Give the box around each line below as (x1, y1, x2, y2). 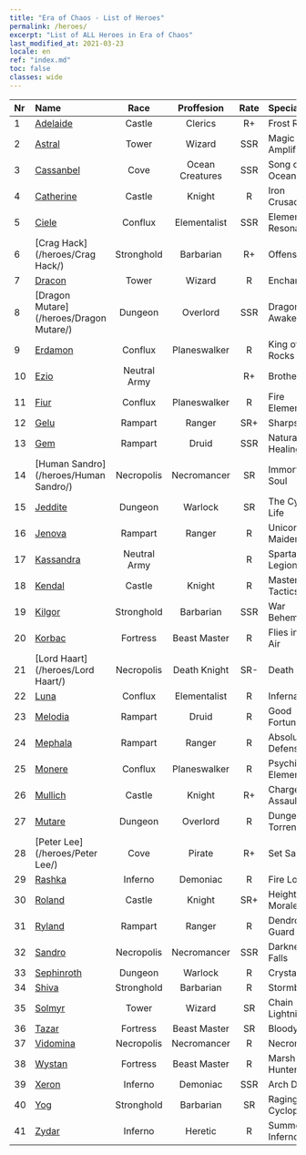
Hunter (268, 1063, 298, 1076)
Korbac (35, 631, 66, 644)
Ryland (35, 919, 66, 932)
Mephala (35, 736, 73, 749)
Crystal (268, 966, 300, 979)
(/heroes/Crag (35, 248, 96, 261)
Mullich (35, 789, 66, 802)
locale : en (9, 47, 51, 56)
